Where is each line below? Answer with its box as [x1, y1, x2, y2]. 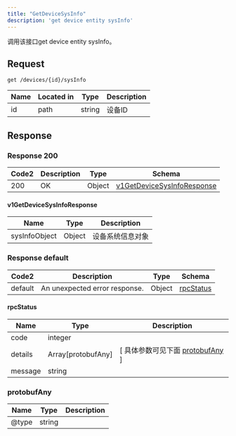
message [11, 366, 41, 375]
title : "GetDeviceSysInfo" [7, 10, 86, 18]
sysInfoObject [11, 231, 58, 241]
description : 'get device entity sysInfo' [7, 17, 133, 24]
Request [7, 58, 45, 70]
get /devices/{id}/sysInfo [7, 77, 86, 84]
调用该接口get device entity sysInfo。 [7, 37, 116, 46]
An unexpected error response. [41, 283, 144, 293]
